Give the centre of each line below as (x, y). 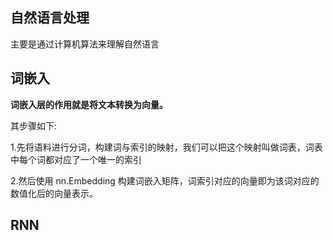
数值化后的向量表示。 (54, 193)
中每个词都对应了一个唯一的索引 (76, 159)
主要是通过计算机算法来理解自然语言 (85, 44)
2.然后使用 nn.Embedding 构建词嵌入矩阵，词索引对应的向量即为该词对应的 (165, 180)
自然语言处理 (50, 18)
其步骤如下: (34, 125)
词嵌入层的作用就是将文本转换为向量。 (89, 104)
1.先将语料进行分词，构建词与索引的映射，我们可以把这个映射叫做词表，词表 (166, 147)
